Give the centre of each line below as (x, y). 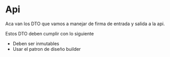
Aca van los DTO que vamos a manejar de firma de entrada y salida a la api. (85, 24)
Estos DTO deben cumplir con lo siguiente (50, 33)
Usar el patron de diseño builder (47, 49)
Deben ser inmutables (36, 43)
